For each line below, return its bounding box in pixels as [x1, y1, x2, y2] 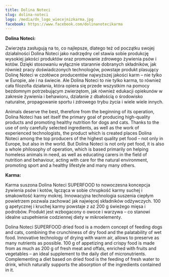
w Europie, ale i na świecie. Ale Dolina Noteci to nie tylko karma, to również [5, 77, 161, 83]
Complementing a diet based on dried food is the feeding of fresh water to [5, 256, 160, 262]
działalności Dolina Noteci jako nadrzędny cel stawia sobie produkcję [5, 51, 149, 57]
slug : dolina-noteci [5, 12, 49, 17]
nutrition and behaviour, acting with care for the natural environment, [5, 157, 148, 163]
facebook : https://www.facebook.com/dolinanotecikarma [5, 21, 123, 27]
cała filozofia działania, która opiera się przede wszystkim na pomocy [5, 83, 150, 89]
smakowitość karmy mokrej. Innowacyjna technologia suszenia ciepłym [5, 193, 154, 199]
